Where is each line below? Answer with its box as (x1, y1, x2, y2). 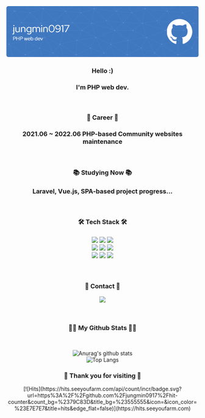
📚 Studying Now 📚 (73, 168, 132, 177)
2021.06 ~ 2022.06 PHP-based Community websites (22, 130, 183, 138)
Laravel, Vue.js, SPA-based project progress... (32, 187, 173, 195)
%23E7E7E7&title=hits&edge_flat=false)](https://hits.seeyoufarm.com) (14, 405, 191, 412)
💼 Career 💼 (86, 113, 119, 122)
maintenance (82, 138, 123, 146)
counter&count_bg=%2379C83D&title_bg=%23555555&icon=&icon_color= (8, 398, 197, 406)
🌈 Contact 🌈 (84, 282, 121, 291)
